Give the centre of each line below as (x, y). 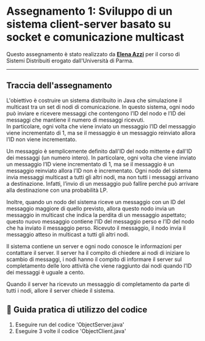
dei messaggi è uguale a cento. (46, 272)
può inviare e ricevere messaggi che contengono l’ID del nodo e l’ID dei (96, 113)
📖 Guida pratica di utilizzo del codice (77, 310)
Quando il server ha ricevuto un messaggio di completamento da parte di (98, 284)
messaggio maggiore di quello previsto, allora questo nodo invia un (91, 208)
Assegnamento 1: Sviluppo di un (89, 11)
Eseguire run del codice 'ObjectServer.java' (70, 324)
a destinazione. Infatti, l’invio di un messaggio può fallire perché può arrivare (103, 183)
